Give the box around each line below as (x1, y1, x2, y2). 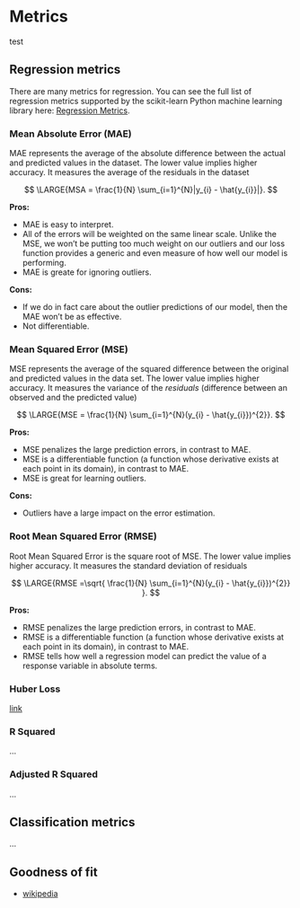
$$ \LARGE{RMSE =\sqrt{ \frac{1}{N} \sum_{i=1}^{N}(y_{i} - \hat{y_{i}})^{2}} (11, 577, 291, 588)
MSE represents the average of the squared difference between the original (9, 364, 289, 375)
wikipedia (22, 888, 58, 899)
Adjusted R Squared (9, 768, 99, 780)
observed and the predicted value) (9, 392, 137, 403)
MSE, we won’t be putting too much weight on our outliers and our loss (22, 238, 286, 249)
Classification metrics (9, 815, 136, 830)
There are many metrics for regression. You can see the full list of (9, 85, 252, 96)
